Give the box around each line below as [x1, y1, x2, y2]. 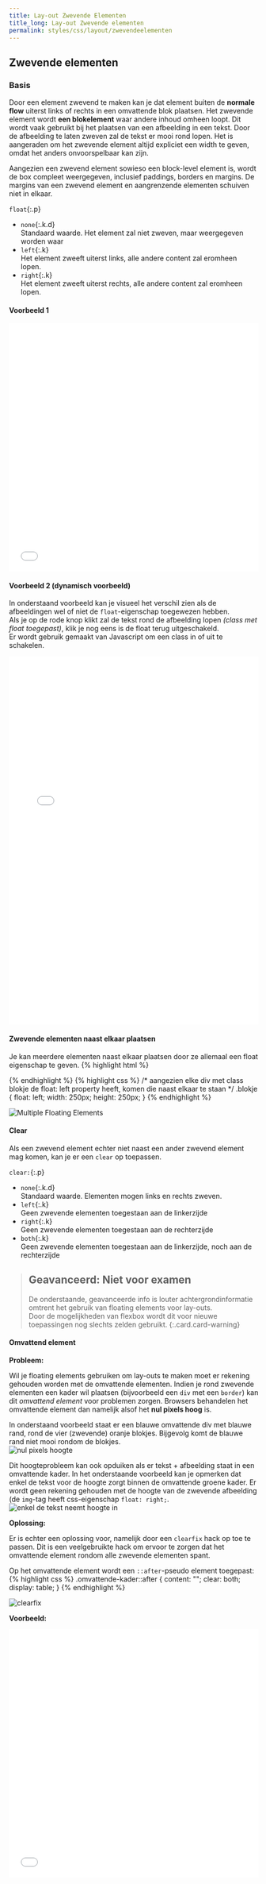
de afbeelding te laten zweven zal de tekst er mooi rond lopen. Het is [9, 132, 234, 141]
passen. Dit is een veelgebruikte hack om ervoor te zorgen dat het [9, 1542, 225, 1551]
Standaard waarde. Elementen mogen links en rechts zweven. [20, 1191, 222, 1200]
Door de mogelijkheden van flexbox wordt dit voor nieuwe [28, 1311, 218, 1320]
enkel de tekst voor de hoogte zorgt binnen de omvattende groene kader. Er [9, 1478, 256, 1487]
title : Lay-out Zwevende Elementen [9, 11, 127, 20]
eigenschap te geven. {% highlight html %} [9, 1060, 150, 1069]
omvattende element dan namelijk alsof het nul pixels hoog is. [9, 1404, 212, 1414]
